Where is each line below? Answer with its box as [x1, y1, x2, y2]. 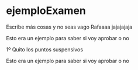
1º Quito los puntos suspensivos [6, 45, 84, 53]
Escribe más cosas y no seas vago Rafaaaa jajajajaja [6, 23, 133, 30]
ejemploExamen [6, 4, 87, 17]
